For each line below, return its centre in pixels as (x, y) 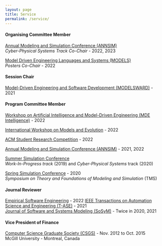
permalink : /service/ (27, 19)
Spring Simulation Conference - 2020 (43, 173)
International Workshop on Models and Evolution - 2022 (62, 130)
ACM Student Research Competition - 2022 (49, 139)
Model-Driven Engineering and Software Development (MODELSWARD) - (79, 88)
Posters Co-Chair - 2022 (30, 65)
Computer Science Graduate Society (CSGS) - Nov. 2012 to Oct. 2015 (75, 233)
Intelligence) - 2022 (25, 120)
